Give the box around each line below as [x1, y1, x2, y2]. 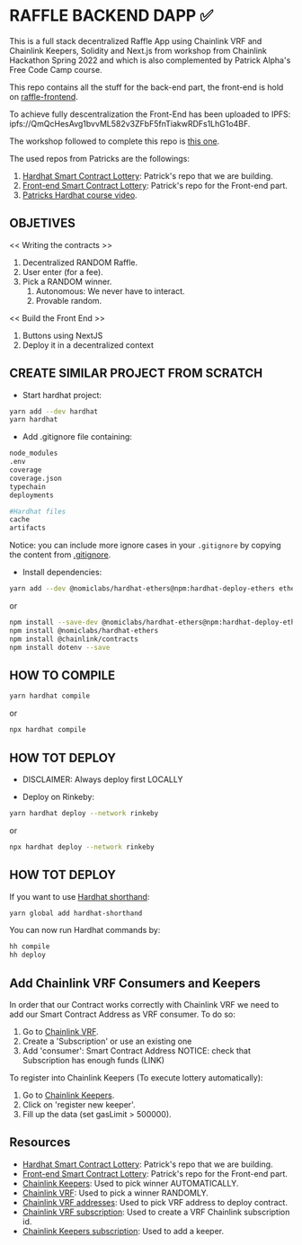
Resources [9, 1134, 71, 1151]
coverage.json [9, 474, 63, 483]
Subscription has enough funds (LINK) [22, 1054, 164, 1065]
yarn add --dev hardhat [9, 406, 99, 416]
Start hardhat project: [22, 389, 102, 400]
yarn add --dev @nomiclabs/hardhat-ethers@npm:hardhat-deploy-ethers [9, 584, 276, 593]
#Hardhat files [9, 507, 67, 516]
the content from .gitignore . [9, 549, 111, 560]
